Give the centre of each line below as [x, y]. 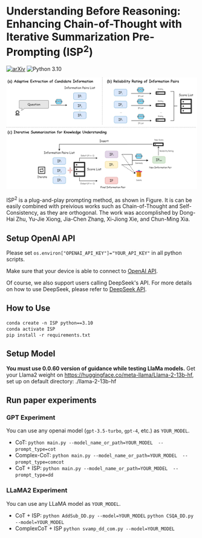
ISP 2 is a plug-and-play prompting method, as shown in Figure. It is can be [99, 200]
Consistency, [22, 213]
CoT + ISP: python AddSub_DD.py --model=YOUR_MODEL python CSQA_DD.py [104, 515]
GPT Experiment [31, 418]
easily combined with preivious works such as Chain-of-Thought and [92, 206]
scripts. [16, 260]
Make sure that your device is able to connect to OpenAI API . [82, 271]
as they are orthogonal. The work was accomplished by [109, 213]
